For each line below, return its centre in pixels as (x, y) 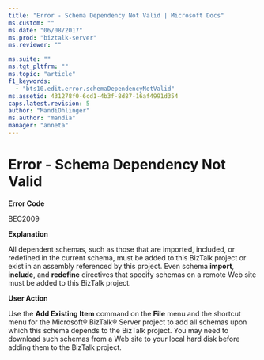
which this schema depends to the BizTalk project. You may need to (119, 330)
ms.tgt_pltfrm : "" (38, 67)
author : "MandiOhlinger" (49, 111)
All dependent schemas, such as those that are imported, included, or (122, 249)
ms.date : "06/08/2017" (45, 30)
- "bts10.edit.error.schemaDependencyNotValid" (95, 89)
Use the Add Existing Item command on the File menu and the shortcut (124, 313)
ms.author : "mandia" (42, 118)
